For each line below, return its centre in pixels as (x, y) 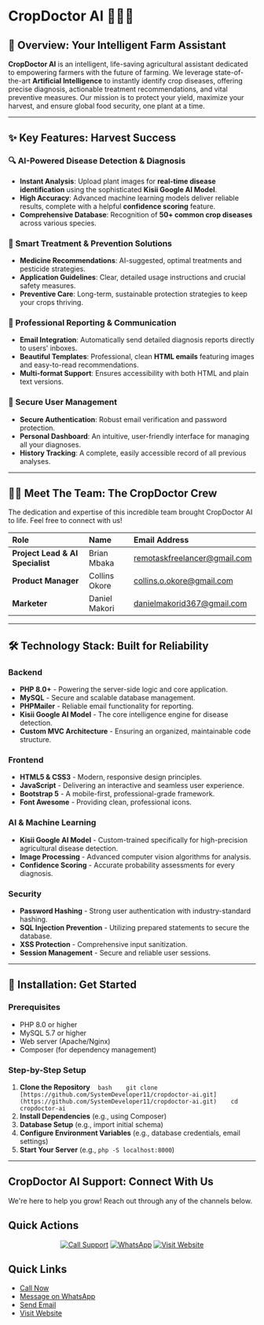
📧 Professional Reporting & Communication (92, 322)
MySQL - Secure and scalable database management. (107, 698)
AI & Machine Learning (52, 822)
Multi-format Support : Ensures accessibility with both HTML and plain (134, 373)
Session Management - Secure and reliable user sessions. (115, 952)
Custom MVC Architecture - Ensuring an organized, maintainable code (135, 731)
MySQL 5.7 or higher (53, 1033)
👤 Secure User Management (63, 403)
